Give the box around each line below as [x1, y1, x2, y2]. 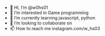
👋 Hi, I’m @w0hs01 [9, 5, 49, 10]
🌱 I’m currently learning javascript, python [9, 15, 96, 20]
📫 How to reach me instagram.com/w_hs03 [9, 26, 101, 31]
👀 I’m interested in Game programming [9, 10, 89, 16]
